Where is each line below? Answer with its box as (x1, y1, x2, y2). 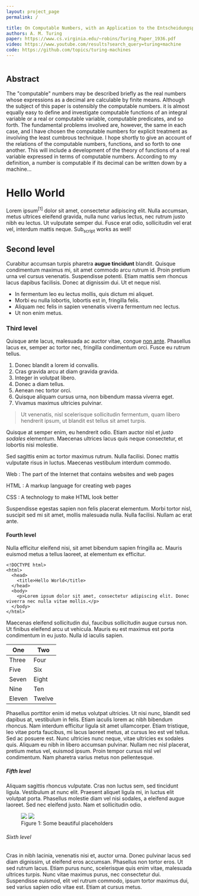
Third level (6, 324, 37, 332)
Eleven (9, 694, 28, 703)
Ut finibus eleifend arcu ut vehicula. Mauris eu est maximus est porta (6, 626, 174, 633)
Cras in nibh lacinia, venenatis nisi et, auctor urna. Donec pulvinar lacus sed (6, 852, 191, 859)
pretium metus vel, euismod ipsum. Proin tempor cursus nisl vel (6, 748, 161, 755)
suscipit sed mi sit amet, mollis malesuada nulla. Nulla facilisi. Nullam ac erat (6, 511, 192, 519)
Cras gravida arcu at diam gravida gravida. (14, 368, 119, 375)
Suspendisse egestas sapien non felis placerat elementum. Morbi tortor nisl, (6, 505, 192, 512)
